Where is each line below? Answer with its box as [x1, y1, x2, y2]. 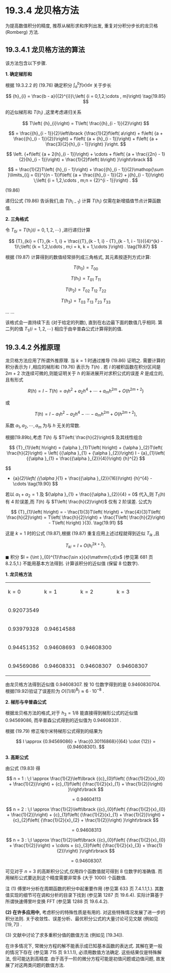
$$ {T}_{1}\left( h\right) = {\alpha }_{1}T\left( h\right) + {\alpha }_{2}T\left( [9, 445, 163, 451]
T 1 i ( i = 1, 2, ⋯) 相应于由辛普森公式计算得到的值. [24, 326, 123, 333]
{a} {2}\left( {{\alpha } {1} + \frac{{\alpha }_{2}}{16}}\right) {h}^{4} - [12, 475, 152, 481]
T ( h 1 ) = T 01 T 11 [70, 275, 101, 283]
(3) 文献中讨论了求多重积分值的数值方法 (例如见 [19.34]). [5, 932, 124, 938]
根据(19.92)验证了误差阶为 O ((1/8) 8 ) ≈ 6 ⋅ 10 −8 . [5, 687, 105, 694]
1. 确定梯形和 [5, 71, 32, 77]
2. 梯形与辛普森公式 [5, 699, 47, 705]
